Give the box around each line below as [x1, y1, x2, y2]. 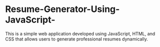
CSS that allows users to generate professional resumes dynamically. [5, 36, 148, 42]
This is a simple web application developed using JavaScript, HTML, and [5, 30, 155, 36]
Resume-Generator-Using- [5, 3, 120, 15]
